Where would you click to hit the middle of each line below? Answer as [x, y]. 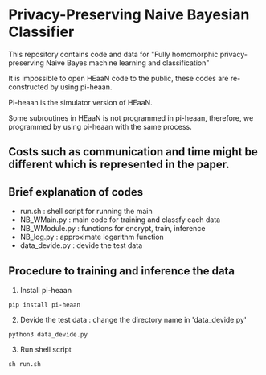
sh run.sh [25, 364]
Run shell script [46, 349]
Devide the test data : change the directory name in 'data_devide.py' [133, 319]
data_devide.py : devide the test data [81, 245]
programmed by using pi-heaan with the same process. [100, 126]
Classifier [41, 32]
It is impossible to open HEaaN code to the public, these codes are [119, 78]
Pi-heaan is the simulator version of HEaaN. [80, 102]
